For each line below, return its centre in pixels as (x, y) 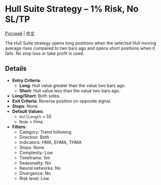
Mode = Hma (31, 121)
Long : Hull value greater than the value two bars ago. (72, 85)
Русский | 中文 (20, 33)
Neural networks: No (40, 168)
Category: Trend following (45, 132)
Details (16, 69)
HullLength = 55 (35, 116)
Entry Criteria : (26, 80)
